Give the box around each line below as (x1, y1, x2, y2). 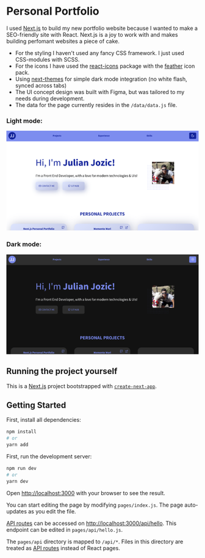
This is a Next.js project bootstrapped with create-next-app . (6, 382, 157, 389)
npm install (6, 429, 37, 435)
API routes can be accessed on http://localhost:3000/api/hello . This (6, 519, 177, 527)
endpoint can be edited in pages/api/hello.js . (6, 526, 123, 533)
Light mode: (6, 116, 43, 125)
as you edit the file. (28, 507, 76, 515)
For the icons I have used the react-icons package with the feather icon (15, 62, 195, 70)
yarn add (6, 442, 29, 448)
